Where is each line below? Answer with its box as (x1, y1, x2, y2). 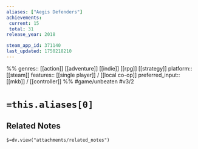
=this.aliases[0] (6, 99, 94, 111)
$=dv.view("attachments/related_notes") (6, 137, 111, 143)
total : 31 (9, 26, 34, 32)
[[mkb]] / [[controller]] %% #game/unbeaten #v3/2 (6, 77, 135, 85)
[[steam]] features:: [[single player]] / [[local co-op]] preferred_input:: (6, 71, 180, 78)
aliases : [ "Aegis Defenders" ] (6, 9, 83, 15)
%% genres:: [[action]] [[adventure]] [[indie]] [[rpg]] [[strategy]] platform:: (6, 64, 193, 72)
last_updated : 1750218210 (6, 48, 72, 55)
